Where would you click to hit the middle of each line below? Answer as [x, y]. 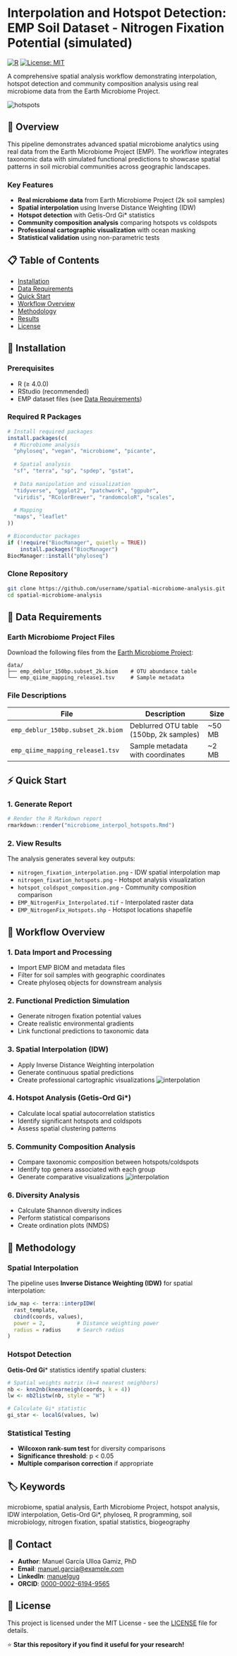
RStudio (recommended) [53, 391]
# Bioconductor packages [44, 536]
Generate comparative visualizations [71, 1177]
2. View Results [35, 843]
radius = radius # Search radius [69, 1330]
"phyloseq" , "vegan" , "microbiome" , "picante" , [85, 451]
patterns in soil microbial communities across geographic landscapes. [109, 166]
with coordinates [157, 755]
